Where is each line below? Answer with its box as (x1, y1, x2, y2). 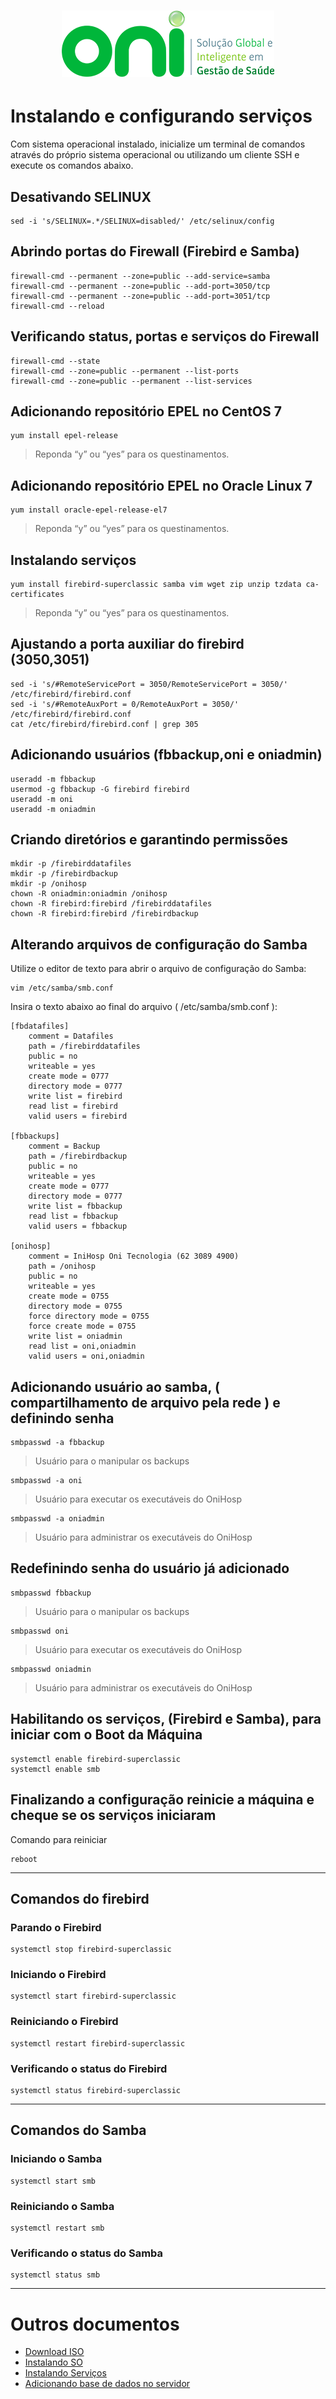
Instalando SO (24, 2356, 83, 2369)
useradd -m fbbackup (10, 774, 97, 784)
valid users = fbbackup (28, 1221, 128, 1232)
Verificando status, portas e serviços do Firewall (10, 328, 320, 345)
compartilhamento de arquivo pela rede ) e (10, 1394, 281, 1411)
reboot (10, 1854, 38, 1864)
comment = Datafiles (28, 1031, 114, 1042)
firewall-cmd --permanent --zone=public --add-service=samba (10, 271, 271, 281)
